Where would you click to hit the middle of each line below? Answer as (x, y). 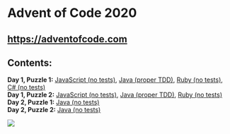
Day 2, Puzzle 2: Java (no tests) (54, 110)
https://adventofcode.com (67, 39)
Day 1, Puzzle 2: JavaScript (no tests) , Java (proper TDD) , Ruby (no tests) (115, 95)
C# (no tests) (27, 87)
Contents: (30, 62)
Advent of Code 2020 (72, 13)
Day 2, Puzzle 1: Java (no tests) (53, 102)
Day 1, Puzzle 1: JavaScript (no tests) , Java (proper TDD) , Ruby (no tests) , (115, 80)
